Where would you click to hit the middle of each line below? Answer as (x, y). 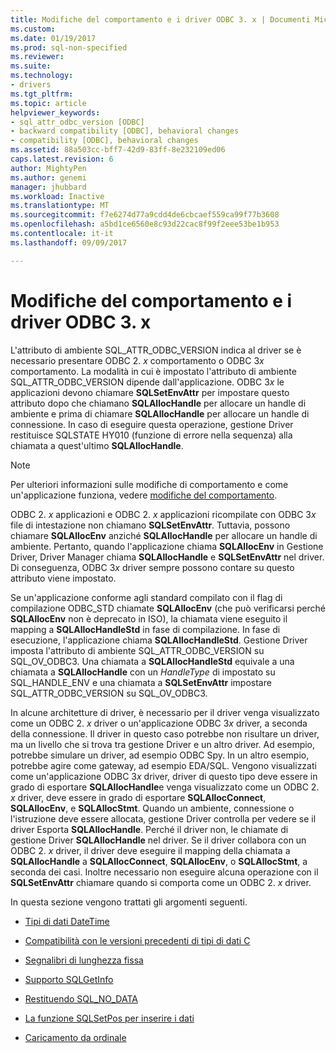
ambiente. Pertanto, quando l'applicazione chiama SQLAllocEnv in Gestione (167, 546)
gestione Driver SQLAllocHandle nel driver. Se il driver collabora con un (158, 840)
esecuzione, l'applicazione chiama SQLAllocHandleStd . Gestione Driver (159, 640)
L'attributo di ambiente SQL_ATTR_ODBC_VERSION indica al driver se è (156, 350)
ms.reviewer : (37, 57)
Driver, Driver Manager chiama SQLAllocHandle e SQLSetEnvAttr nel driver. (167, 557)
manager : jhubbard (48, 187)
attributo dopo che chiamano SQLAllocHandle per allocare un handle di (158, 403)
